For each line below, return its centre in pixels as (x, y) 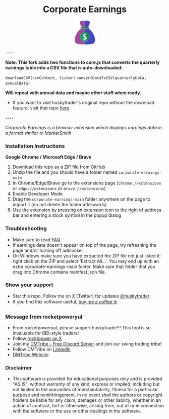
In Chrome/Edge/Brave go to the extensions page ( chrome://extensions (87, 183)
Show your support (29, 285)
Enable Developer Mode (38, 194)
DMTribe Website (31, 355)
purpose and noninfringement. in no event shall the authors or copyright (88, 395)
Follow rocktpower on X (37, 338)
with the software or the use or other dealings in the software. (77, 411)
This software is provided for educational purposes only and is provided (87, 379)
